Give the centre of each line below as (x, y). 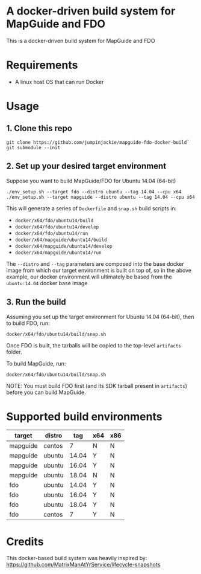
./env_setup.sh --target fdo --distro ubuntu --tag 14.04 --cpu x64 (94, 192)
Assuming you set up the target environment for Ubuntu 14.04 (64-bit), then (100, 317)
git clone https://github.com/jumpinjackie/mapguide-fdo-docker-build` (98, 142)
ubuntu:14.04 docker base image (47, 283)
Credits (25, 541)
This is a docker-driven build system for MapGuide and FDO (81, 40)
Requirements (42, 65)
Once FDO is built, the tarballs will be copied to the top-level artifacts (94, 345)
